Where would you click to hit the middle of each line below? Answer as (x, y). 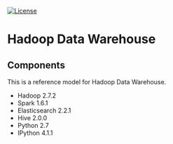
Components (36, 65)
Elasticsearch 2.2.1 (44, 110)
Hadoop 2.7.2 (37, 96)
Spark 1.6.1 (33, 103)
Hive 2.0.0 (32, 118)
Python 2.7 (33, 125)
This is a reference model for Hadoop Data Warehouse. (87, 82)
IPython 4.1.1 (35, 133)
